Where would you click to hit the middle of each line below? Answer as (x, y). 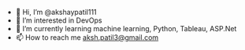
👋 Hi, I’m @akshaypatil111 (56, 12)
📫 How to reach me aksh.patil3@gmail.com (87, 37)
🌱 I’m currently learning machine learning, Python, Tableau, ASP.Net (126, 29)
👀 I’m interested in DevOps (59, 20)
